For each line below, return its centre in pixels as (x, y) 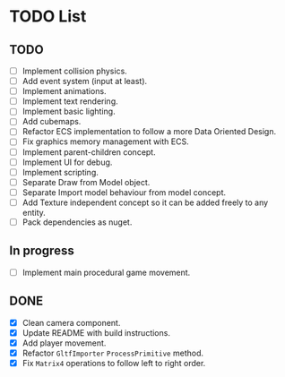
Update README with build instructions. (96, 332)
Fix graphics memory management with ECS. (106, 141)
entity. (34, 212)
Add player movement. (64, 343)
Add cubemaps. (52, 122)
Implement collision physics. (74, 71)
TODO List (48, 17)
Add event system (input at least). (85, 81)
